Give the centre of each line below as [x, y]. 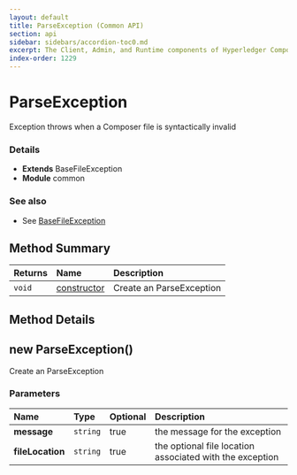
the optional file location [204, 446]
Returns [31, 273]
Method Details [52, 319]
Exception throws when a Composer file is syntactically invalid [123, 126]
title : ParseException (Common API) [76, 26]
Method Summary [60, 248]
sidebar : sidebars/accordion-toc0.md [79, 42]
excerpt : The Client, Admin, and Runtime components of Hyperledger [138, 50]
